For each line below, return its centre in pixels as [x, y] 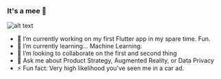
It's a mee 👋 [27, 11]
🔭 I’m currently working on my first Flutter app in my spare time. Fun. [114, 39]
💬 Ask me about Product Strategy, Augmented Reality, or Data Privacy [115, 61]
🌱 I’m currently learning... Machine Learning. [79, 46]
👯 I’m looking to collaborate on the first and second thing [97, 53]
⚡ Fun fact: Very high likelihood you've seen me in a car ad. [101, 68]
